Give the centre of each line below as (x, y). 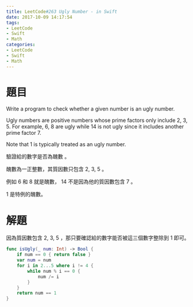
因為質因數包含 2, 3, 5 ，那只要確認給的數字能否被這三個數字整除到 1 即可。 (98, 238)
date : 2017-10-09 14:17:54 (39, 17)
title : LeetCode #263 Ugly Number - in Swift (62, 12)
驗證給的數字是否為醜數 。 (38, 157)
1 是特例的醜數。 (26, 194)
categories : (21, 45)
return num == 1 (37, 293)
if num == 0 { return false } (54, 255)
